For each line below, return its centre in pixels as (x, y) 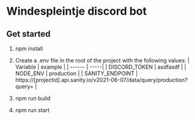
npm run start (32, 110)
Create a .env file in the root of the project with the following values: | (102, 60)
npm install (29, 48)
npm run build (33, 98)
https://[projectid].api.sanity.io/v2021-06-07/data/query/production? (101, 80)
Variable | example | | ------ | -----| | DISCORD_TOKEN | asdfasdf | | (101, 67)
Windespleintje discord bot (77, 11)
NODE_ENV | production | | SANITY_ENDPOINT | (76, 73)
